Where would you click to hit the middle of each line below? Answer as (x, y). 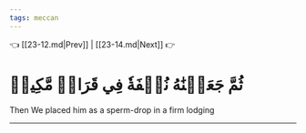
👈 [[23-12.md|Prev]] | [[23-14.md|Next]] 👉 (92, 44)
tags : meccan (34, 18)
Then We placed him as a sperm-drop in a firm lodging (112, 109)
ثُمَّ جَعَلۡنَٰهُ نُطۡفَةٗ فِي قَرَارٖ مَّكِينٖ (127, 84)
